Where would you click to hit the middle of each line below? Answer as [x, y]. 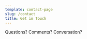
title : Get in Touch [26, 18]
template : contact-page [29, 9]
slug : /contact [20, 14]
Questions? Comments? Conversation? [43, 32]
